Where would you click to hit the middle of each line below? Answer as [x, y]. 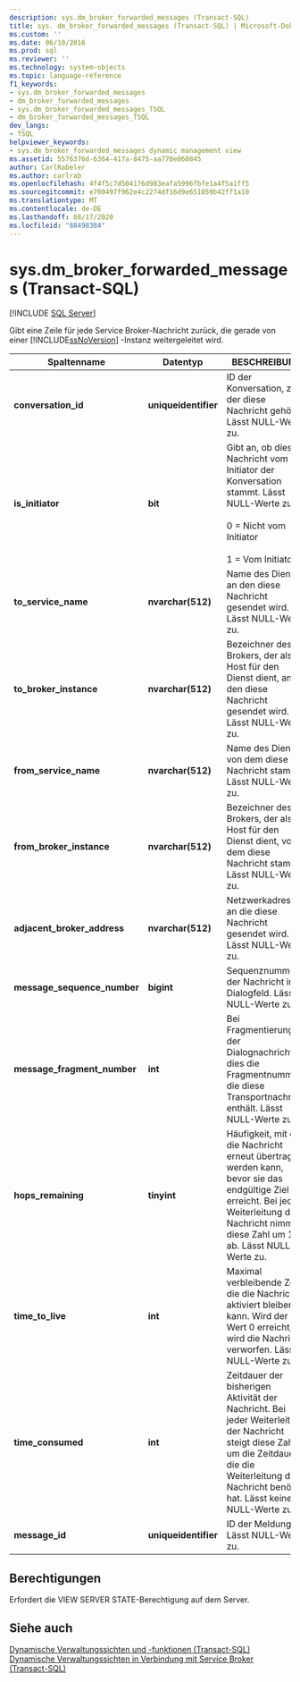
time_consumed [49, 1442]
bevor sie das [254, 1179]
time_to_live [40, 1316]
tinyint [162, 1196]
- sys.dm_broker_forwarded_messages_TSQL [87, 109]
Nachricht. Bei [256, 1409]
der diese [246, 400]
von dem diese [257, 759]
